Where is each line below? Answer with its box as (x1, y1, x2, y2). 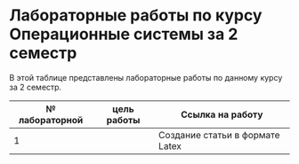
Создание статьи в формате (158, 129, 280, 141)
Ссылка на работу (181, 108, 263, 121)
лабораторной (18, 113, 84, 126)
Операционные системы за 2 (9, 24, 238, 44)
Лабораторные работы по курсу (9, 5, 263, 26)
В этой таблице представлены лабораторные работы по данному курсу (9, 72, 283, 82)
